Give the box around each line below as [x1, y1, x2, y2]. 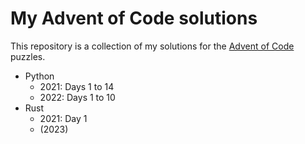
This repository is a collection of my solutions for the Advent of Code [10, 40, 295, 52]
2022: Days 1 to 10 [39, 91, 116, 103]
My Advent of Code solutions [10, 7, 258, 30]
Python [24, 70, 55, 82]
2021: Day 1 [39, 112, 88, 124]
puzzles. [10, 50, 46, 62]
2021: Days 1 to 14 [39, 80, 115, 92]
